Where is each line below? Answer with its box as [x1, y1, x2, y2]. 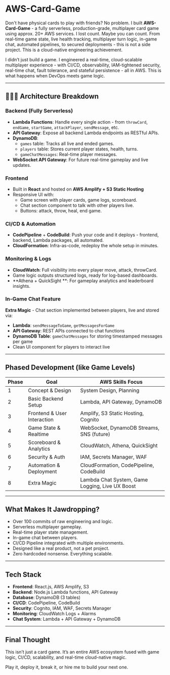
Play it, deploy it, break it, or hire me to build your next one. [5, 664, 129, 670]
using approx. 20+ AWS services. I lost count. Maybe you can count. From [5, 30, 160, 36]
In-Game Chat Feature [5, 295, 61, 303]
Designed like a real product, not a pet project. [12, 545, 110, 551]
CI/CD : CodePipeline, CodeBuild [12, 600, 80, 606]
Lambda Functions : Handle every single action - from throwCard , [12, 119, 148, 125]
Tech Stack [5, 570, 41, 579]
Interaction [28, 416, 54, 423]
